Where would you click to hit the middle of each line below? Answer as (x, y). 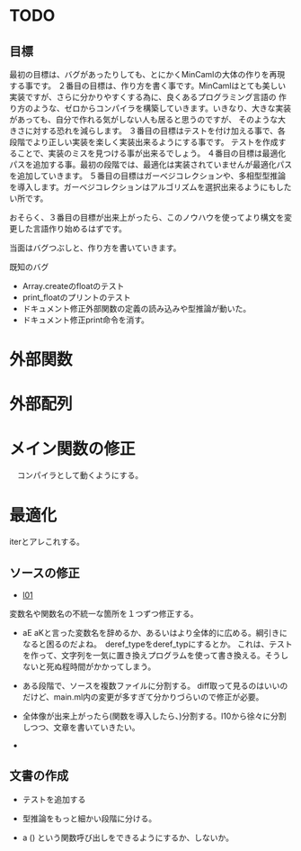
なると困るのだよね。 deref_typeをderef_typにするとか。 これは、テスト (157, 644)
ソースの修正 (44, 573)
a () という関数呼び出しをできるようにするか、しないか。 (128, 837)
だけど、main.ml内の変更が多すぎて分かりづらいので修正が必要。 (143, 697)
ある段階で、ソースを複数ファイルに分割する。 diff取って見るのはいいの (155, 686)
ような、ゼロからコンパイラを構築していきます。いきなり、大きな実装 (162, 108)
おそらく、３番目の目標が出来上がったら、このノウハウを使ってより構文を (147, 217)
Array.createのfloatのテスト (73, 286)
